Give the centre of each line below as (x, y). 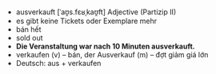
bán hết (28, 29)
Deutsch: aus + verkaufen (58, 63)
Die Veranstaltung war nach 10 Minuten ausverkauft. (105, 46)
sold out (29, 38)
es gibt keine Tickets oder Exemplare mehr (86, 21)
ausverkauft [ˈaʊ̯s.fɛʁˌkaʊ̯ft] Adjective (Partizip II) (96, 12)
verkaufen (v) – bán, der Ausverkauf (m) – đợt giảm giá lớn (112, 55)
